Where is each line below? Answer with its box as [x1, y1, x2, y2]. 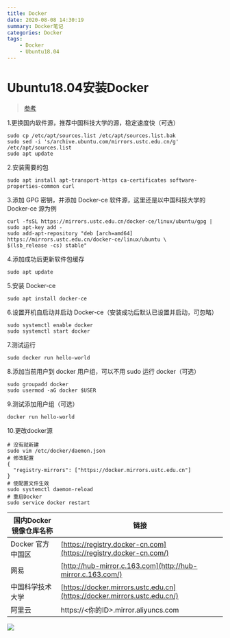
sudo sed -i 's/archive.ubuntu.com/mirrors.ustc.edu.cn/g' [7, 138, 179, 145]
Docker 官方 [10, 539, 50, 549]
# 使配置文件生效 [7, 480, 49, 487]
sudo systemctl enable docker [7, 322, 94, 329]
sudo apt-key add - [7, 224, 63, 231]
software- [169, 176, 197, 184]
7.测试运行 [7, 340, 36, 348]
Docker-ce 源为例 [7, 204, 57, 213]
